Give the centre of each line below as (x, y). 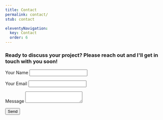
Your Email (16, 84)
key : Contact (23, 33)
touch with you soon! (31, 61)
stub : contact (20, 19)
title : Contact (21, 10)
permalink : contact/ (27, 15)
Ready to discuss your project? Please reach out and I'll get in (82, 55)
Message (15, 101)
